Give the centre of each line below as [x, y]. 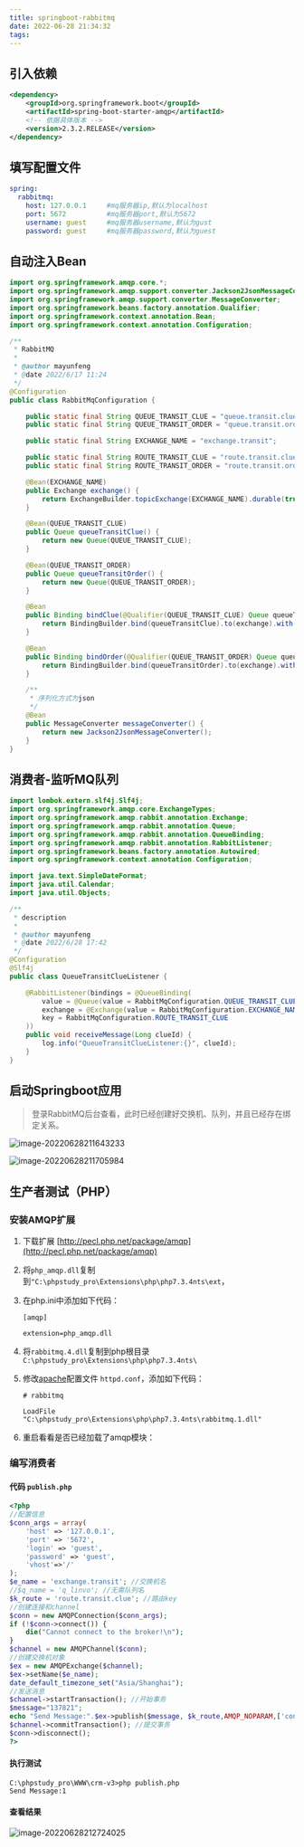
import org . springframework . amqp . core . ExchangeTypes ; [113, 809]
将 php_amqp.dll [51, 1270]
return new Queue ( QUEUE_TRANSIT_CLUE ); [117, 541]
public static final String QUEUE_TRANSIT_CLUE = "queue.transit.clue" [163, 416]
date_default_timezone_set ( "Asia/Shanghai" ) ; [96, 1683]
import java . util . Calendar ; [62, 885]
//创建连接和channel [44, 1607]
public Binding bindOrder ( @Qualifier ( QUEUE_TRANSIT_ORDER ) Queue [152, 657]
